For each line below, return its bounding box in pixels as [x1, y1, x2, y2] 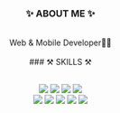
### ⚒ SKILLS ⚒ [29, 57, 92, 68]
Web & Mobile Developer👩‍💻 [9, 37, 112, 48]
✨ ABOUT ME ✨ [25, 7, 96, 20]
